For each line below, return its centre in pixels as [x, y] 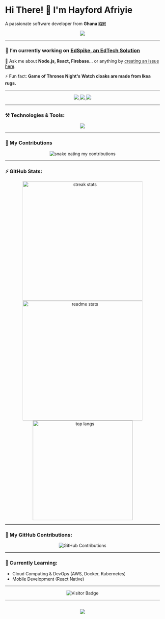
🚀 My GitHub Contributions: [39, 535]
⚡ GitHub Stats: [24, 171]
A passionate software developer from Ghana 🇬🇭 [56, 24]
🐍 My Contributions [29, 143]
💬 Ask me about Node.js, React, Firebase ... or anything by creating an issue [82, 61]
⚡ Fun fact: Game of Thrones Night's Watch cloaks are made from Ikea [78, 76]
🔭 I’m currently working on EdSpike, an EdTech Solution [73, 50]
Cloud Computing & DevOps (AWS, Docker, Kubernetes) [69, 573]
